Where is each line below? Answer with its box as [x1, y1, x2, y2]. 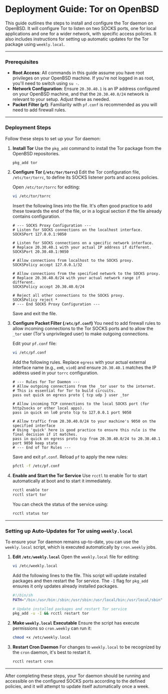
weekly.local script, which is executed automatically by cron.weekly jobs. [5, 544, 157, 550]
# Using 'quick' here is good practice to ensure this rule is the [12, 428, 156, 433]
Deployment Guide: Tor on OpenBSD [5, 3, 159, 15]
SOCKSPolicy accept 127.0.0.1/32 [12, 262, 82, 268]
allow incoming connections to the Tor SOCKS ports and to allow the [12, 326, 153, 332]
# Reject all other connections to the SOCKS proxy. [12, 293, 125, 298]
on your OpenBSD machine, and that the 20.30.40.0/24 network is [12, 91, 149, 97]
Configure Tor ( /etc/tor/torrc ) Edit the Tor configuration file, [12, 169, 140, 175]
